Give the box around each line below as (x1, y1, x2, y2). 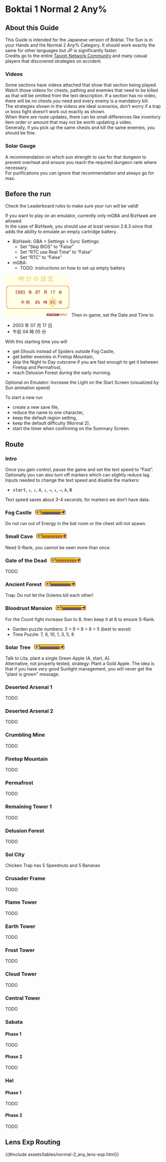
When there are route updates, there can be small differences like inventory (5, 114, 161, 120)
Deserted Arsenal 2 (5, 708, 53, 715)
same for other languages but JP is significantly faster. (5, 48, 117, 53)
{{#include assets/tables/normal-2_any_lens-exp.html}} (5, 1151, 119, 1157)
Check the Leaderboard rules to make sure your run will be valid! (5, 203, 139, 209)
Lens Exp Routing (5, 1138, 61, 1146)
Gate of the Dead (5, 557, 47, 564)
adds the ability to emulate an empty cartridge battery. (5, 229, 117, 235)
